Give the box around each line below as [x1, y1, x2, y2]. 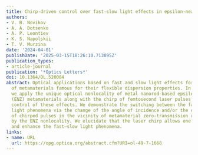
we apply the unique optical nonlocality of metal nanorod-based [11, 91, 176, 97]
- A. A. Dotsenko [6, 25, 49, 31]
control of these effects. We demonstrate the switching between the [11, 101, 186, 108]
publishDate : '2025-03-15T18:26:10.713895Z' [6, 52, 117, 58]
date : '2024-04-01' [6, 47, 54, 53]
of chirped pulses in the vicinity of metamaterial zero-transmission [11, 113, 189, 118]
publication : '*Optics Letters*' [6, 69, 88, 75]
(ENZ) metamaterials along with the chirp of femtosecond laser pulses [11, 96, 192, 102]
